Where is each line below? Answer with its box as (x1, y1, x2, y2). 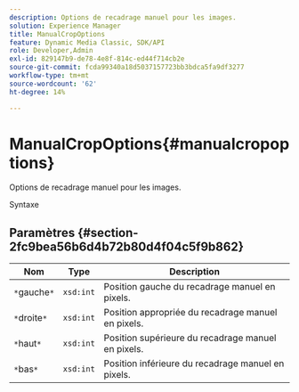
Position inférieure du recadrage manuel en (103, 357, 285, 370)
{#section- (77, 225, 139, 241)
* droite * (13, 312, 47, 324)
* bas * (13, 363, 38, 375)
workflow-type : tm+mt (9, 71, 90, 80)
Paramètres (9, 225, 76, 241)
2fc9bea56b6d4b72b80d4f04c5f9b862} (9, 239, 245, 254)
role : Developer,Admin (9, 46, 93, 55)
